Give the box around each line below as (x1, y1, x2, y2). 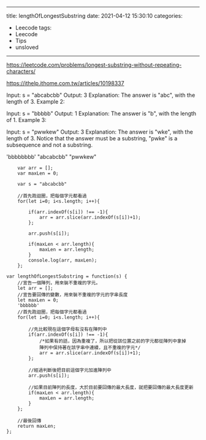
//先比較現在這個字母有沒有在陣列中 (28, 326, 107, 332)
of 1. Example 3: (6, 116, 47, 123)
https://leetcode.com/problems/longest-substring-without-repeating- (6, 61, 182, 68)
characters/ (6, 68, 36, 75)
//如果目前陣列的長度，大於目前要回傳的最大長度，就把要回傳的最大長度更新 (28, 384, 194, 390)
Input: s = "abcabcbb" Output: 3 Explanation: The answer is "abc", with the (6, 91, 196, 99)
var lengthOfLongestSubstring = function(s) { (6, 273, 128, 279)
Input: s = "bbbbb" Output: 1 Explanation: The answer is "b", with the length (6, 110, 197, 117)
